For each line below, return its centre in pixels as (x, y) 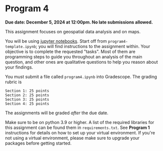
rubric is (14, 82)
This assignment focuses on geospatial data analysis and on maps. (73, 31)
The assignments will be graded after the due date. (57, 113)
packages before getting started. (38, 143)
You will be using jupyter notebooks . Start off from (56, 41)
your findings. (19, 67)
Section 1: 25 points (27, 91)
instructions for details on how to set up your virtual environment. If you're (80, 132)
